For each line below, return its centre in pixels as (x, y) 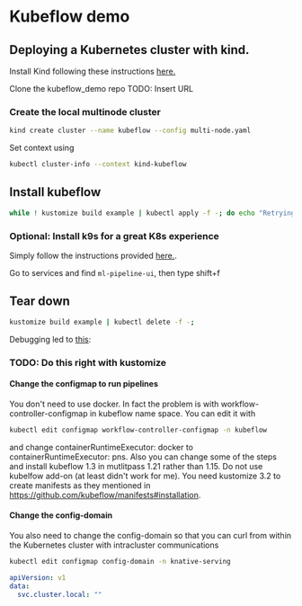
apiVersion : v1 (38, 577)
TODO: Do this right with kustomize (88, 362)
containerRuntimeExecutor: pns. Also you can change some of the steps (143, 457)
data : (19, 586)
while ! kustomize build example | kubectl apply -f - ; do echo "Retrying (152, 213)
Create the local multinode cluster (85, 111)
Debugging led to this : (50, 339)
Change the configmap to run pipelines (84, 384)
